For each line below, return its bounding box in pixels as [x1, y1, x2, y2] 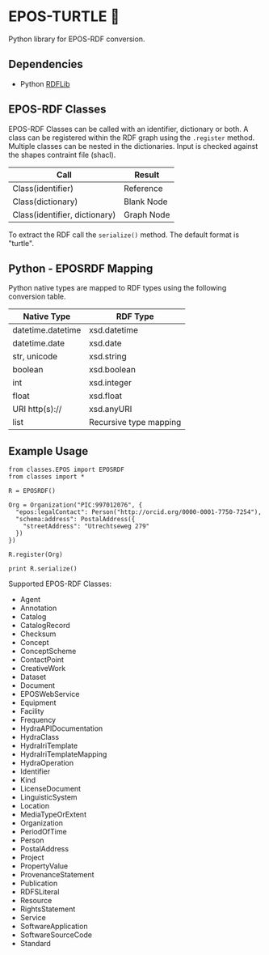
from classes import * [8, 473, 85, 481]
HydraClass [19, 732, 59, 742]
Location [19, 801, 50, 811]
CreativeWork [19, 664, 66, 673]
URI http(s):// [12, 404, 62, 415]
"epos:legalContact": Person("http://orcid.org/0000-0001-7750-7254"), [15, 508, 263, 516]
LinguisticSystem [19, 792, 78, 802]
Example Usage [8, 444, 89, 458]
